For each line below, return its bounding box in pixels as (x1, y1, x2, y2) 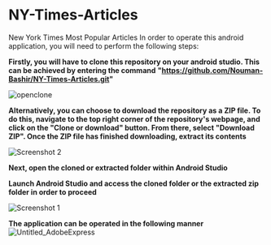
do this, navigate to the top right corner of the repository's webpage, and (8, 114, 260, 123)
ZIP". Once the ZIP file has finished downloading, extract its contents (8, 131, 247, 141)
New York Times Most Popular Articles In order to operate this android (8, 32, 244, 42)
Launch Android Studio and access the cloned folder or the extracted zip (8, 178, 259, 188)
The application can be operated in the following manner (8, 218, 204, 228)
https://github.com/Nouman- (161, 65, 263, 75)
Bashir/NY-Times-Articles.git (8, 74, 110, 84)
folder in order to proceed (8, 187, 98, 196)
